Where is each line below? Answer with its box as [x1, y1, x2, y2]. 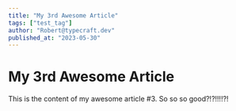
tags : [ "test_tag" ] [8, 19, 73, 27]
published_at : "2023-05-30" [8, 33, 101, 42]
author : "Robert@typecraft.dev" [8, 26, 115, 34]
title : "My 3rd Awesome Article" [8, 11, 119, 20]
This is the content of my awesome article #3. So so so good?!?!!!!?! [8, 94, 229, 104]
